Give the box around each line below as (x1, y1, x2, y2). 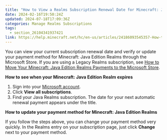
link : (5, 35, 16, 40)
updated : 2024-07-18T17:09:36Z (5, 16, 70, 21)
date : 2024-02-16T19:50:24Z (5, 12, 64, 17)
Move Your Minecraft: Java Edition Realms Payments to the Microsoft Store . (5, 64, 160, 70)
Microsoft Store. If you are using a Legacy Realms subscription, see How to (5, 59, 160, 65)
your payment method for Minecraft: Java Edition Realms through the (5, 54, 147, 60)
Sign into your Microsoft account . (12, 83, 81, 89)
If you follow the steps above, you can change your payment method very (5, 119, 157, 125)
